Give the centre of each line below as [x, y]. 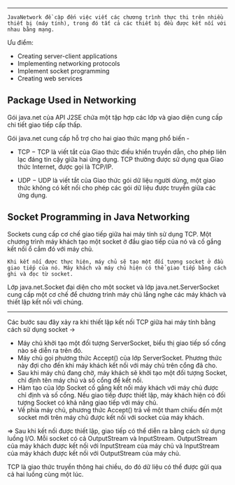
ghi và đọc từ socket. [40, 274]
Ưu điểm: [20, 42]
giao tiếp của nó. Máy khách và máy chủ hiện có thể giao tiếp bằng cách [117, 268]
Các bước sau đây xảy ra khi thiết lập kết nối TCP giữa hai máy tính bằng [112, 322]
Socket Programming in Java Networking [99, 217]
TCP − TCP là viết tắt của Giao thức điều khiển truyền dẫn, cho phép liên [122, 152]
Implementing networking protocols [69, 63]
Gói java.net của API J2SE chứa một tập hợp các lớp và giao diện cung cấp [115, 117]
